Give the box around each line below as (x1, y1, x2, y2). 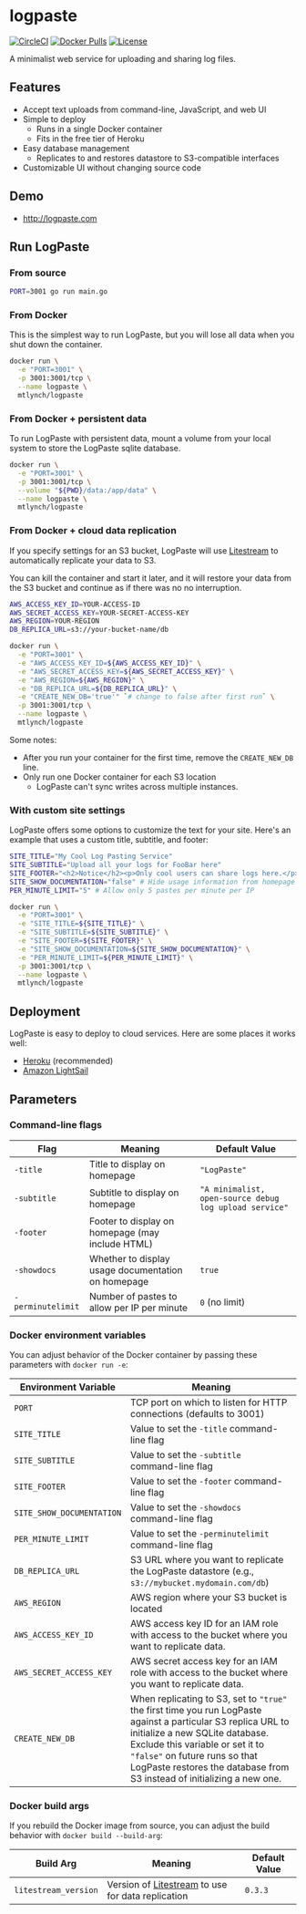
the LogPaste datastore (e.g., (130, 1565, 255, 1578)
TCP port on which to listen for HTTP (130, 1396, 288, 1409)
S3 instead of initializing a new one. (130, 1773, 282, 1785)
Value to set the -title (130, 1423, 228, 1435)
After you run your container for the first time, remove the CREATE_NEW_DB (22, 751, 294, 762)
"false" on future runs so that (130, 1750, 258, 1763)
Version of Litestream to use (107, 1878, 228, 1891)
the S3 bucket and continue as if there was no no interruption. (9, 582, 242, 593)
